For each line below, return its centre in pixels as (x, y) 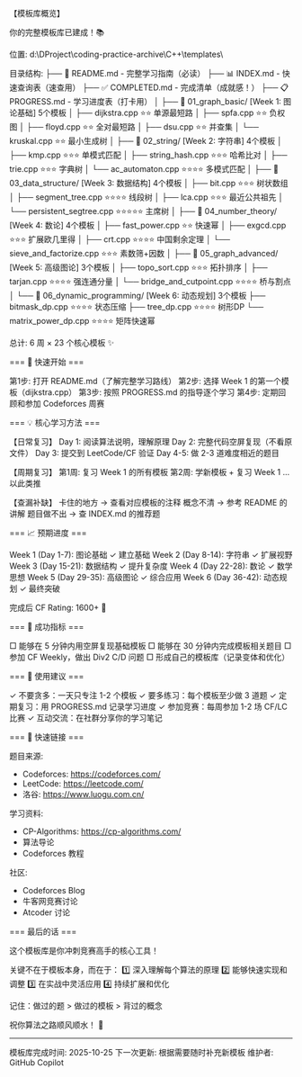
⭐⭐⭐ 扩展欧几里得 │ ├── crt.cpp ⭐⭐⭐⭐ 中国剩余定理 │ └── (120, 239)
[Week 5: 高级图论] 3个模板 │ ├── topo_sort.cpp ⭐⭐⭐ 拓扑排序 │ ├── (138, 267)
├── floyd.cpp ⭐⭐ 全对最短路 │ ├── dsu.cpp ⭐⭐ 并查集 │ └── (142, 127)
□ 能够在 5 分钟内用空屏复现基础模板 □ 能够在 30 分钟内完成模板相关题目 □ (151, 646)
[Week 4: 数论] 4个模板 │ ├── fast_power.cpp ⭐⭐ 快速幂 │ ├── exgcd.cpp (148, 225)
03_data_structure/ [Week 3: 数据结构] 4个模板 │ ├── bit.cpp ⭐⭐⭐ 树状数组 (149, 183)
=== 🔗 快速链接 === (47, 737)
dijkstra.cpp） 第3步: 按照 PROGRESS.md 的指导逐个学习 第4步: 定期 (151, 392)
